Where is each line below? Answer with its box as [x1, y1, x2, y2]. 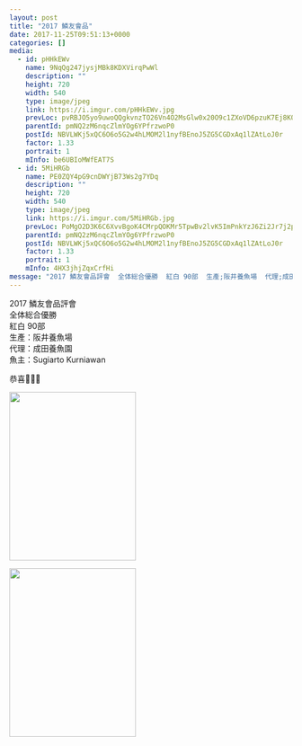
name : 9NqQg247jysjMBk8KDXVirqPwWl [25, 64, 159, 73]
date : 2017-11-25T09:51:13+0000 [9, 30, 130, 39]
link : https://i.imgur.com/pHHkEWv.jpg [25, 105, 175, 114]
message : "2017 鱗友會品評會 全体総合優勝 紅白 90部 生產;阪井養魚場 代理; [9, 272, 283, 281]
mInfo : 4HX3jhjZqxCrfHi [25, 264, 115, 273]
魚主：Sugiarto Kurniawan [9, 354, 106, 365]
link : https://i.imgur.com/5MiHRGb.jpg [25, 213, 175, 223]
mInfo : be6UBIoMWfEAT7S [25, 155, 115, 164]
